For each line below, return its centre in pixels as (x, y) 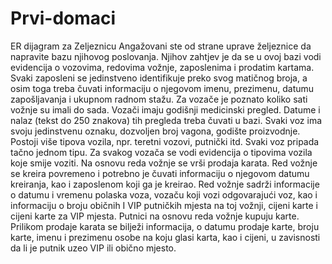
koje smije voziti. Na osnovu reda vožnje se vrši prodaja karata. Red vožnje (164, 163)
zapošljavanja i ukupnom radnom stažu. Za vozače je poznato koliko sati (159, 99)
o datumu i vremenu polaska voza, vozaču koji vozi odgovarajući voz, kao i (164, 194)
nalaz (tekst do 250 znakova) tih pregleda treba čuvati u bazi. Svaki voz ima (166, 120)
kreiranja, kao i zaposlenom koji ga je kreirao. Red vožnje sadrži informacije (165, 184)
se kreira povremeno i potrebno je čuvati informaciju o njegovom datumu (160, 173)
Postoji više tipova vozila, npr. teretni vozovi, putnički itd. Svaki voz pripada (165, 141)
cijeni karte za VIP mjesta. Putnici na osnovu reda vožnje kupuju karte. (155, 216)
